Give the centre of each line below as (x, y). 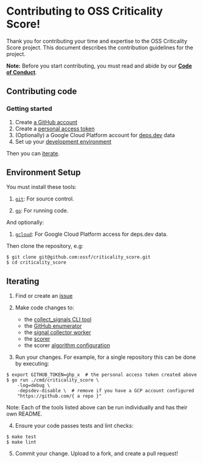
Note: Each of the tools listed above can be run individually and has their (97, 408)
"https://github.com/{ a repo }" (60, 396)
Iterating (23, 281)
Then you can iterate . (33, 153)
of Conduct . (22, 72)
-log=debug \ (34, 386)
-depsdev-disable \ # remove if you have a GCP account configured (106, 391)
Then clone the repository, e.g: (45, 246)
